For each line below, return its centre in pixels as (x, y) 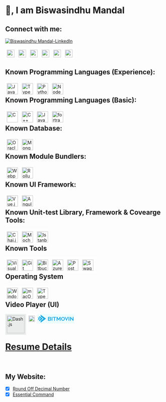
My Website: (26, 376)
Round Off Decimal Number (41, 389)
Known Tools (26, 249)
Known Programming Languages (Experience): (80, 72)
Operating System (34, 277)
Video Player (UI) (32, 305)
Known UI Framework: (41, 184)
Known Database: (34, 128)
